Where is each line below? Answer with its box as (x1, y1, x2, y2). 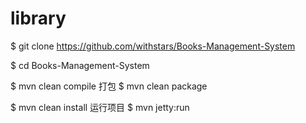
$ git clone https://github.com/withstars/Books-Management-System (10, 40, 296, 52)
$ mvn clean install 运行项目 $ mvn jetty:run (10, 101, 190, 113)
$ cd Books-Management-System (10, 59, 150, 71)
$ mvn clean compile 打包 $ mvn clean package (10, 80, 208, 92)
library (10, 7, 67, 30)
